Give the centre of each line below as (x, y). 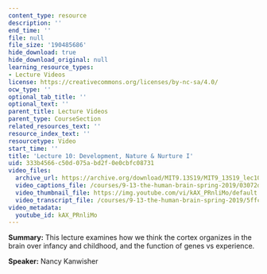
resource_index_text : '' (49, 133)
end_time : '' (30, 30)
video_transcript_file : (54, 200)
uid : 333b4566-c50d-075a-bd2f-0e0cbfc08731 (81, 164)
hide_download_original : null (58, 60)
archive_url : (37, 178)
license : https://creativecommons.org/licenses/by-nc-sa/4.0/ (113, 82)
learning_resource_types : (51, 68)
